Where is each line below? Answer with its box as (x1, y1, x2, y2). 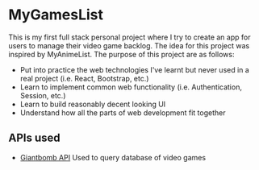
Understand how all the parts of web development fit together (19, 107, 226, 118)
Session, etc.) (19, 90, 66, 100)
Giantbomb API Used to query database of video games (19, 152, 207, 162)
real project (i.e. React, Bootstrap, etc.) (19, 73, 149, 83)
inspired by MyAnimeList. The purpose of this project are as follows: (8, 49, 235, 59)
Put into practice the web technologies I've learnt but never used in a (19, 64, 250, 74)
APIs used (8, 131, 61, 145)
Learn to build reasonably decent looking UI (19, 99, 166, 109)
